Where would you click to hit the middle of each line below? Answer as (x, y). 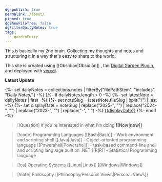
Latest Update (20, 80)
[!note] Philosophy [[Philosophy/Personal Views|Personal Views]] (82, 174)
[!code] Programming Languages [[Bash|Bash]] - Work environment (85, 135)
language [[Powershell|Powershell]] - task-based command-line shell (87, 145)
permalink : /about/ (25, 14)
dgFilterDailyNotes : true (31, 28)
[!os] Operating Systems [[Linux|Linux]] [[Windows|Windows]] (80, 165)
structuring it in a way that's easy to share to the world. (61, 56)
